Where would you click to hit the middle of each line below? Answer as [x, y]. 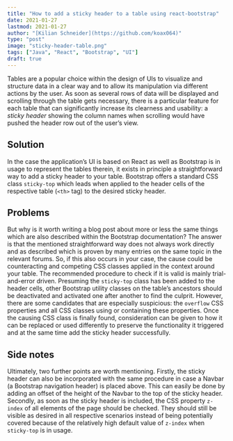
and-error [21, 281]
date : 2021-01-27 [32, 20]
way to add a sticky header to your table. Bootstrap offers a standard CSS [113, 176]
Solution [26, 145]
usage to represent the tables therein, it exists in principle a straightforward [115, 169]
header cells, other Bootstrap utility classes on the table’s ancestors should [115, 288]
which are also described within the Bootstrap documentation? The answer [115, 237]
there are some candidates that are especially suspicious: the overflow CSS [115, 303]
